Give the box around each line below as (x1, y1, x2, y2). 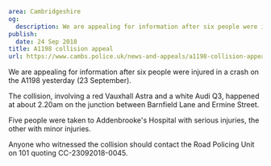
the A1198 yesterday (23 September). (8, 76, 131, 85)
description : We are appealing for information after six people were (15, 23, 258, 31)
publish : (8, 30, 38, 38)
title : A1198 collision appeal (8, 45, 114, 53)
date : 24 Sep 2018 (15, 37, 78, 46)
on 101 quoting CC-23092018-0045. (8, 148, 128, 158)
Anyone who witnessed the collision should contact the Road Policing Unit (8, 139, 255, 149)
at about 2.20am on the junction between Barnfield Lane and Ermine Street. (8, 100, 260, 110)
